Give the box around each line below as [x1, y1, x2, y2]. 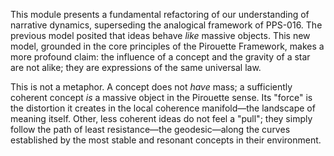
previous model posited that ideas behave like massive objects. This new [10, 30, 311, 41]
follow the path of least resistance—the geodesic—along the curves [10, 124, 291, 135]
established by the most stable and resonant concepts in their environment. [10, 134, 322, 146]
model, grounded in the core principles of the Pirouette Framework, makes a [10, 40, 325, 52]
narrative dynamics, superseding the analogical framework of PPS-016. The [10, 19, 323, 31]
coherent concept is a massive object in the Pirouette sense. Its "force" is [10, 92, 313, 103]
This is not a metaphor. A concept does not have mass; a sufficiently [10, 81, 293, 93]
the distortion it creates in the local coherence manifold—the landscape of [10, 102, 316, 114]
